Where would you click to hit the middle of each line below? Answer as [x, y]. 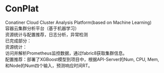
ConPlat [22, 9]
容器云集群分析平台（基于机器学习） [42, 28]
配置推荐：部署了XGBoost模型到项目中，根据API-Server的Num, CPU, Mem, [82, 59]
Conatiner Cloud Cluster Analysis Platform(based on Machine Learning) [78, 22]
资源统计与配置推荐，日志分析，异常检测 [46, 34]
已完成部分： [18, 41]
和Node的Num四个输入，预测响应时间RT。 [49, 66]
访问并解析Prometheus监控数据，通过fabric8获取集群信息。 [66, 53]
